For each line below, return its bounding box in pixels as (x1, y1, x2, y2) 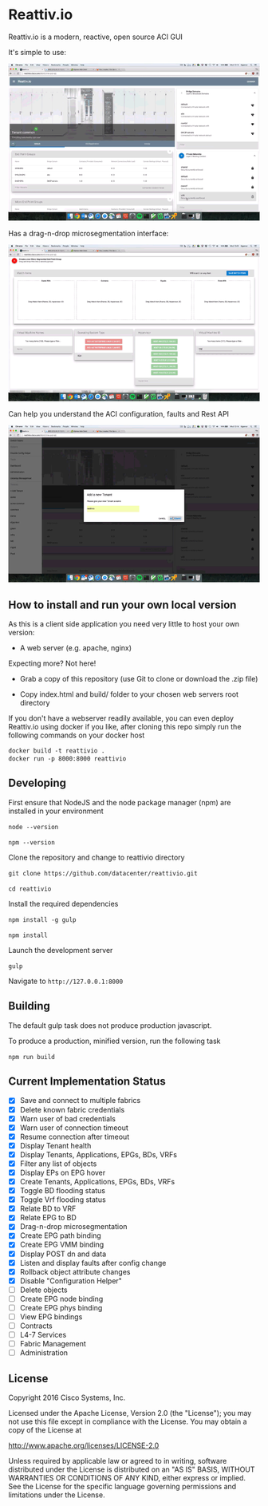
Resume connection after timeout (19, 1132, 130, 1141)
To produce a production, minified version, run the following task (8, 1036, 221, 1046)
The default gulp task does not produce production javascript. (8, 1020, 212, 1030)
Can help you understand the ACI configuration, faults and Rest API (8, 409, 230, 419)
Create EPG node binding (19, 1294, 104, 1303)
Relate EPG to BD (19, 1213, 77, 1223)
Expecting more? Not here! (8, 658, 97, 668)
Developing (8, 777, 66, 790)
